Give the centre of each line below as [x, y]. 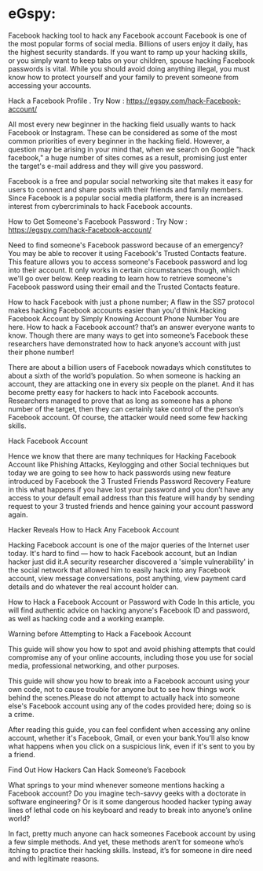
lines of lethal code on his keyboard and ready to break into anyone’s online [130, 810]
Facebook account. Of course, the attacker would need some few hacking [128, 417]
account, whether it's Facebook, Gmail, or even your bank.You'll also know [129, 737]
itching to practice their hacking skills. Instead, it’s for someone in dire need [130, 850]
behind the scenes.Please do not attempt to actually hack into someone [124, 697]
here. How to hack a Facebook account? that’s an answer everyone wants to [131, 327]
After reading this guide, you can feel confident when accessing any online [129, 729]
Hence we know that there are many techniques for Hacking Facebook [122, 456]
